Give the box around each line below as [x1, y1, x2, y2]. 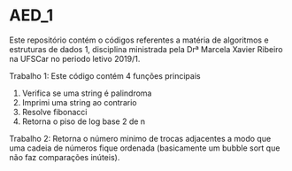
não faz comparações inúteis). [9, 152, 120, 162]
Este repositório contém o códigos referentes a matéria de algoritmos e [9, 35, 269, 45]
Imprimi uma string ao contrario [21, 97, 137, 107]
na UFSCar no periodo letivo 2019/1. [9, 53, 141, 64]
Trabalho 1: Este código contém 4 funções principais [9, 70, 201, 81]
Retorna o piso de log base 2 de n [21, 116, 146, 127]
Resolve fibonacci [21, 106, 88, 117]
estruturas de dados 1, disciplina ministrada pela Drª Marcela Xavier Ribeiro [9, 43, 283, 54]
